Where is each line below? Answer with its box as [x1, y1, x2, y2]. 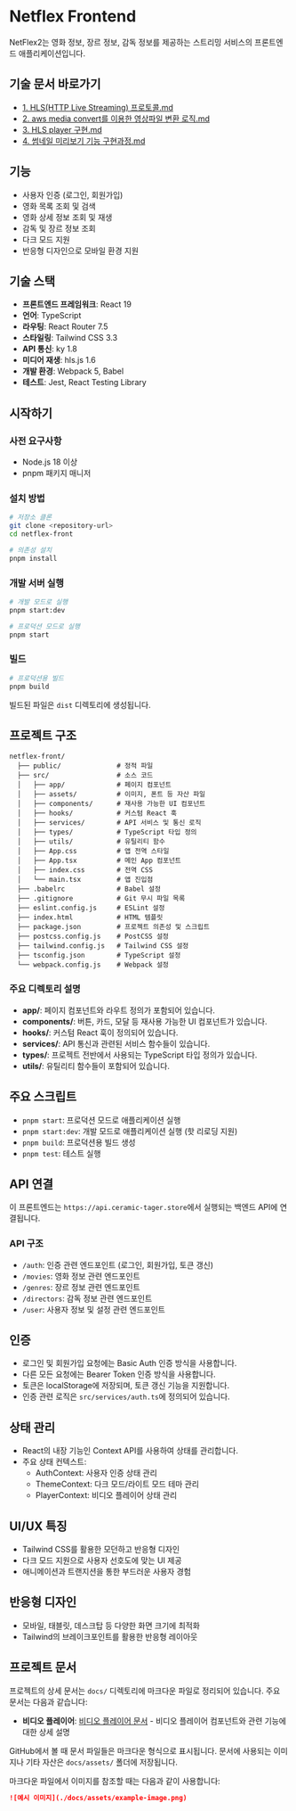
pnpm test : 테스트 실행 [21, 1148, 101, 1158]
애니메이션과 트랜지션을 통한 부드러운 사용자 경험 [21, 1567, 191, 1577]
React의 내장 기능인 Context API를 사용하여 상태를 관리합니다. [21, 1445, 238, 1456]
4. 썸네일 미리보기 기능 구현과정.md [21, 136, 146, 146]
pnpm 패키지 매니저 [21, 468, 92, 479]
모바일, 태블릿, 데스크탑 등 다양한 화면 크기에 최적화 [21, 1620, 200, 1631]
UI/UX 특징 [9, 1519, 68, 1534]
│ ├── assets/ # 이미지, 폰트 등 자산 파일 [17, 790, 206, 799]
